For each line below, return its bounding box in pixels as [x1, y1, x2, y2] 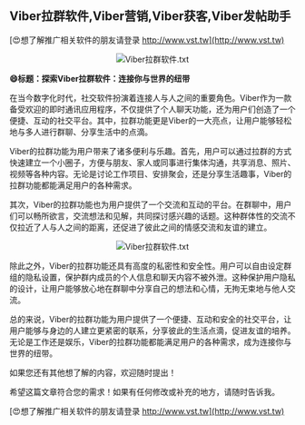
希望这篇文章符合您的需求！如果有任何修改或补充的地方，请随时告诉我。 [9, 386, 280, 397]
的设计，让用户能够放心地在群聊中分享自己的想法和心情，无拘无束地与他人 [9, 282, 288, 293]
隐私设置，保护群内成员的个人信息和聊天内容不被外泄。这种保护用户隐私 [25, 272, 296, 282]
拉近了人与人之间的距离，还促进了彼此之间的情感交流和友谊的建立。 [16, 222, 272, 232]
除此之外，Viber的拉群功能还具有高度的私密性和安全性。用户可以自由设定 [9, 260, 284, 271]
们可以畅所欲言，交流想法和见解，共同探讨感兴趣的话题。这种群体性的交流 [9, 210, 288, 221]
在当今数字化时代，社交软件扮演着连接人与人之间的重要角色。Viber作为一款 [9, 92, 292, 103]
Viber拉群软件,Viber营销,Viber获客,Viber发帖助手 [9, 8, 291, 25]
